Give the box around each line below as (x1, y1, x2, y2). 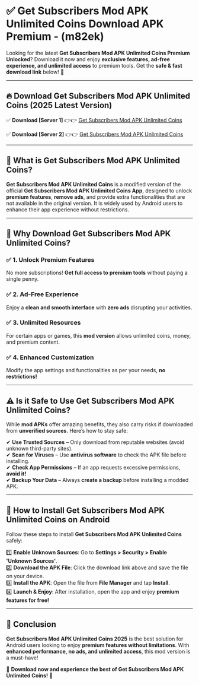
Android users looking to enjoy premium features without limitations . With (6, 641, 190, 648)
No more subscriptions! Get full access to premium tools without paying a (6, 269, 188, 277)
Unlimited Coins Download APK (6, 17, 164, 31)
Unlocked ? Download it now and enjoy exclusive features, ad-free (6, 55, 171, 63)
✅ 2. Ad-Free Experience (6, 290, 79, 299)
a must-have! (6, 654, 38, 661)
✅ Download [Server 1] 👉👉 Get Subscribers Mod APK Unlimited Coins (6, 116, 182, 123)
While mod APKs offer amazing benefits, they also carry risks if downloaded (6, 420, 194, 428)
